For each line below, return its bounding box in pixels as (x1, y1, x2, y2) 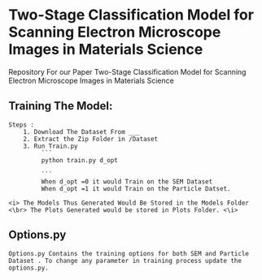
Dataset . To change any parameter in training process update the (8, 256, 242, 265)
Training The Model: (8, 99, 113, 113)
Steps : (8, 120, 35, 129)
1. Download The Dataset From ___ (23, 127, 140, 136)
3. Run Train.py (23, 142, 79, 150)
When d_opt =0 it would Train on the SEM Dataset (41, 177, 213, 186)
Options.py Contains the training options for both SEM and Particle (8, 249, 250, 257)
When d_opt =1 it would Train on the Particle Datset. (41, 184, 231, 192)
